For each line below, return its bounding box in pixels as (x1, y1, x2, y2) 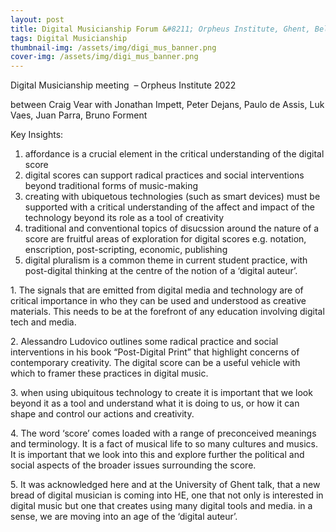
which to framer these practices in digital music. (10, 367, 209, 380)
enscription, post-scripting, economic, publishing (24, 244, 228, 256)
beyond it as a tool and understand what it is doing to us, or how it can (10, 397, 300, 410)
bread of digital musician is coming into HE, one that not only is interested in (10, 489, 324, 501)
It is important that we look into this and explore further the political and (10, 449, 305, 461)
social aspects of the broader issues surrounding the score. (10, 459, 257, 471)
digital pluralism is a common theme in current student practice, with (24, 254, 308, 266)
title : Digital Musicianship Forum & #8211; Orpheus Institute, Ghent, (10, 24, 311, 34)
